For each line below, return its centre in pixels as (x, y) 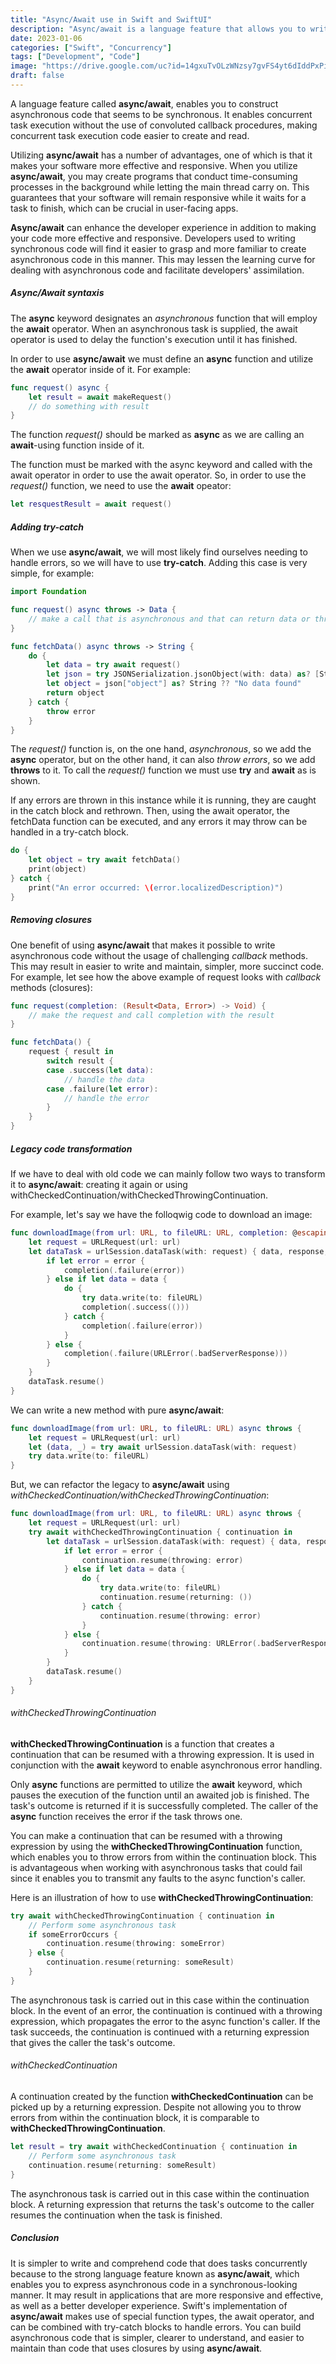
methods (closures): (51, 987)
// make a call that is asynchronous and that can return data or (169, 619)
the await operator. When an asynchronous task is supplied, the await (154, 328)
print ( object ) (57, 869)
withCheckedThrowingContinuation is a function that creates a (142, 1743)
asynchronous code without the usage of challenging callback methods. (159, 955)
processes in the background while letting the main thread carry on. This (160, 187)
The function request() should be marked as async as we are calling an (157, 435)
